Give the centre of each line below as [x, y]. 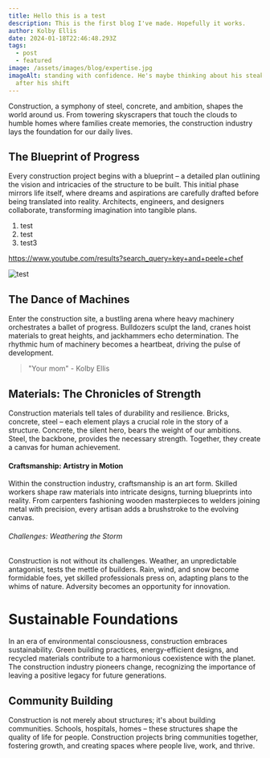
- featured [34, 61]
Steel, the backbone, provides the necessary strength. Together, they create [135, 438]
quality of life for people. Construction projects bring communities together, [133, 737]
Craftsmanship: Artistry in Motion [66, 465]
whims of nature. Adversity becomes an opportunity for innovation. [119, 587]
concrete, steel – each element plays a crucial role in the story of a [119, 421]
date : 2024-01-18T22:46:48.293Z [62, 38]
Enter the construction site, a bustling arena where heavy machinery [121, 319]
